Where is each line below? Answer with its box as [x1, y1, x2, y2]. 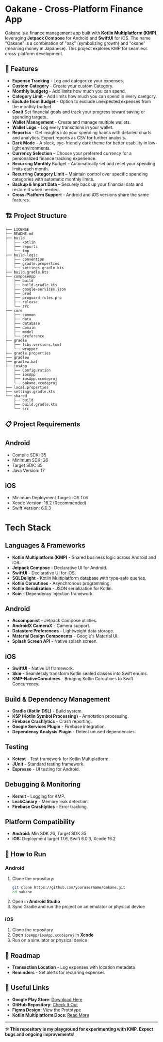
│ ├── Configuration [5, 368, 51, 373]
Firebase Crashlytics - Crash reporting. [12, 718, 92, 725]
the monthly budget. [12, 103, 53, 109]
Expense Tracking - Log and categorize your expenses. [12, 78, 125, 83]
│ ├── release [5, 299, 38, 304]
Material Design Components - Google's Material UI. [12, 633, 119, 639]
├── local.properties [5, 385, 49, 390]
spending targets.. [12, 114, 49, 120]
